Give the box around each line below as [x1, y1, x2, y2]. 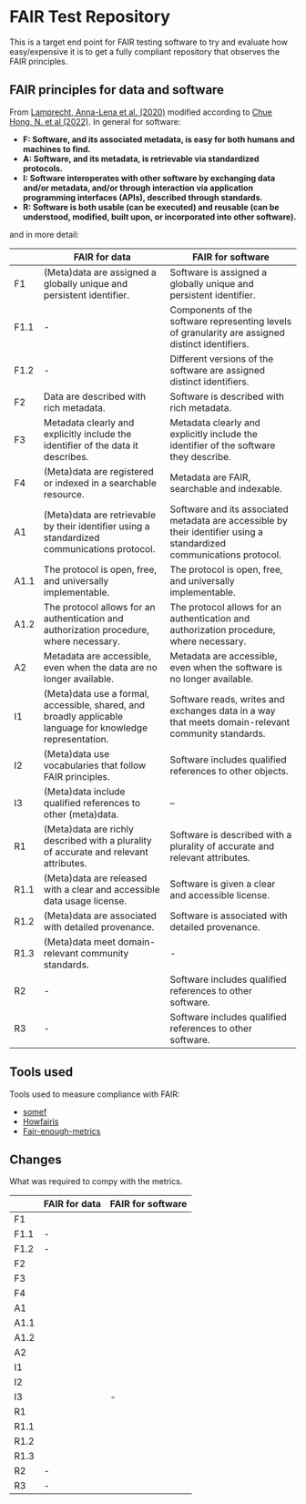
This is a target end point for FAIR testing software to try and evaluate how [9, 36, 289, 47]
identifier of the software [169, 439, 276, 452]
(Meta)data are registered [44, 465, 154, 477]
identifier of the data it [44, 439, 138, 452]
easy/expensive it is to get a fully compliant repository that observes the [9, 46, 280, 56]
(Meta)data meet [44, 936, 116, 948]
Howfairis [22, 1116, 59, 1127]
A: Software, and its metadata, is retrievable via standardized [22, 153, 260, 164]
